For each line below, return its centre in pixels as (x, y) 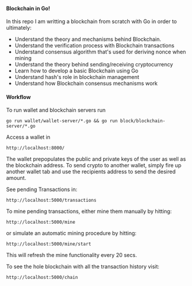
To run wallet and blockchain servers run (56, 110)
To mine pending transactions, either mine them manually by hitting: (89, 211)
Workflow (19, 97)
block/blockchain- (143, 121)
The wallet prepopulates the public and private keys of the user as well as (96, 159)
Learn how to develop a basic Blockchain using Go (76, 71)
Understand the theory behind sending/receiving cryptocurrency (94, 65)
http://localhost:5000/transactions (51, 201)
